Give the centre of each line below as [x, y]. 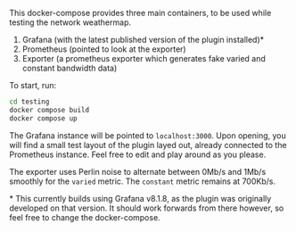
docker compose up [43, 118]
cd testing [29, 102]
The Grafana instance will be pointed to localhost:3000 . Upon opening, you [148, 135]
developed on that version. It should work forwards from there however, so [147, 208]
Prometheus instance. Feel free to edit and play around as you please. [138, 154]
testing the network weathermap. [70, 22]
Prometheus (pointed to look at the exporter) [104, 49]
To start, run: [33, 85]
